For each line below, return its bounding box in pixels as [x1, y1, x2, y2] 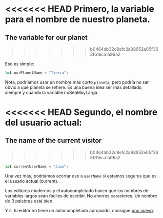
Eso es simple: [5, 61, 34, 66]
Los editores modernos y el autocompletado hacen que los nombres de [5, 187, 149, 194]
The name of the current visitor [5, 136, 102, 145]
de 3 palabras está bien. [5, 198, 54, 204]
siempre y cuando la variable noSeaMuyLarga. [5, 89, 99, 95]
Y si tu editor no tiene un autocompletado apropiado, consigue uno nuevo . [5, 207, 155, 213]
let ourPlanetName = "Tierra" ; [5, 70, 69, 75]
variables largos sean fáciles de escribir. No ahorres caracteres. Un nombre [5, 193, 157, 198]
